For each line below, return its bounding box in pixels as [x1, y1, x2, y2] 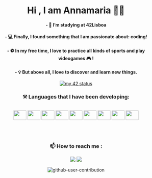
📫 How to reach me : [49, 143, 103, 150]
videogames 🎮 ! [58, 55, 94, 61]
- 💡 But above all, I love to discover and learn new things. [15, 69, 137, 75]
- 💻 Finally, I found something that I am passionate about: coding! [5, 34, 147, 40]
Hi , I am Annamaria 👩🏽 [27, 5, 125, 16]
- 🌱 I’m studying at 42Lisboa [45, 21, 107, 28]
